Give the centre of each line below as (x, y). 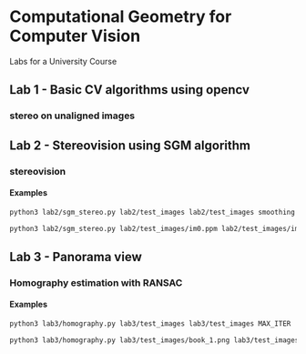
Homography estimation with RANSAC (96, 282)
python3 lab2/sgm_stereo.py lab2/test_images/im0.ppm (114, 228)
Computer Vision (75, 36)
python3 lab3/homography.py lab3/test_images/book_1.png (120, 340)
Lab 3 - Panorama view (76, 257)
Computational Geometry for (121, 17)
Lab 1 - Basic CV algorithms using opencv (130, 90)
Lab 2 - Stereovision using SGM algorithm (130, 145)
